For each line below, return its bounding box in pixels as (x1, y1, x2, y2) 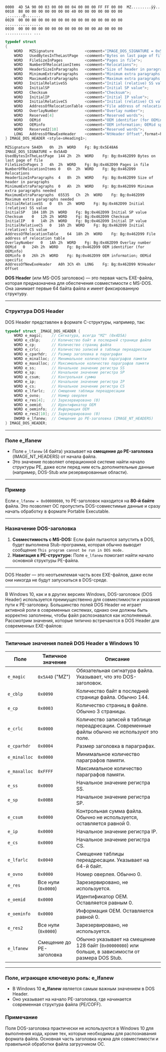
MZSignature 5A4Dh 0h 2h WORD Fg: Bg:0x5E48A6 (5, 145, 119, 150)
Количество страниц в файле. (76, 702, 148, 709)
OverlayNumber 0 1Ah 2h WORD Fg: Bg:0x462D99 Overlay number (5, 240, 152, 245)
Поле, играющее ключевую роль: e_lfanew (5, 975, 114, 982)
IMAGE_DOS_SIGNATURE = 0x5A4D (5, 149, 68, 155)
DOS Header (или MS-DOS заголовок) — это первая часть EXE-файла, (5, 275, 154, 281)
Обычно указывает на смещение (76, 936, 156, 943)
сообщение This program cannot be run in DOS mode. (12, 547, 124, 553)
